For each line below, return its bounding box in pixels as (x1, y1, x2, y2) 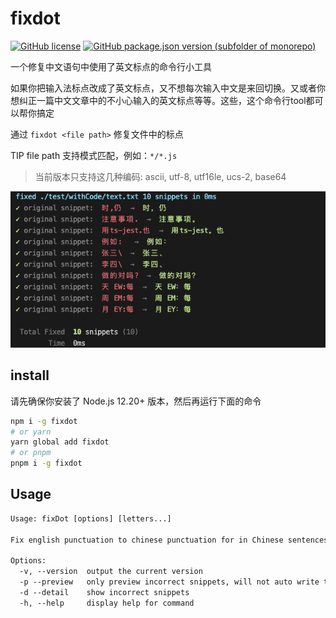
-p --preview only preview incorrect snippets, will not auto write (19, 577, 320, 587)
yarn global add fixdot (10, 437, 110, 447)
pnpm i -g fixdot (10, 458, 83, 469)
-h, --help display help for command (19, 598, 195, 608)
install (10, 367, 50, 384)
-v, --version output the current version (19, 567, 203, 577)
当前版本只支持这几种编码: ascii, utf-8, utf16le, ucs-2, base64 (34, 170, 287, 182)
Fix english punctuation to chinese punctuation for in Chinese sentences (10, 535, 329, 545)
